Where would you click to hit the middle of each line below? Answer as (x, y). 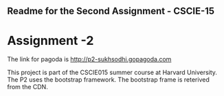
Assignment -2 (51, 41)
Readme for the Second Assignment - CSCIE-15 (111, 11)
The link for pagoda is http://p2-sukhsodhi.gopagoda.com (89, 59)
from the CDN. (27, 87)
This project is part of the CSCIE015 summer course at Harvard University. (112, 73)
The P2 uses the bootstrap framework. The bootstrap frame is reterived (108, 80)
